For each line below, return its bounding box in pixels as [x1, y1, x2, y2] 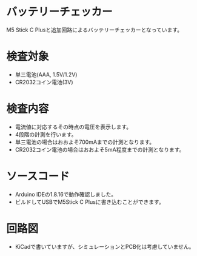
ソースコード [6, 170, 70, 183]
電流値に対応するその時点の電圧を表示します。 [15, 123, 132, 130]
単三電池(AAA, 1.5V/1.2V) [15, 70, 78, 78]
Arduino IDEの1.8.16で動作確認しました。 [15, 190, 117, 198]
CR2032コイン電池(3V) [15, 78, 74, 86]
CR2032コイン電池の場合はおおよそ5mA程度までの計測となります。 [15, 146, 185, 153]
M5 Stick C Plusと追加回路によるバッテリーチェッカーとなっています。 [6, 26, 183, 33]
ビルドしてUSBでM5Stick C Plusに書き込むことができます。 [15, 198, 165, 206]
